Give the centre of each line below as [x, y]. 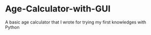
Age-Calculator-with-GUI [58, 9]
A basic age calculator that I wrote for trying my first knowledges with [76, 22]
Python [12, 27]
